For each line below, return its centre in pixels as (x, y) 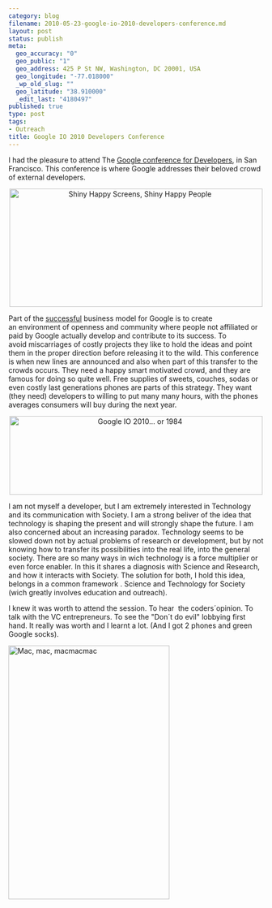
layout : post (30, 31)
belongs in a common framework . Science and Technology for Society (127, 584)
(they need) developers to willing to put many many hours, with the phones (134, 396)
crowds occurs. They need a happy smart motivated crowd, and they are (130, 370)
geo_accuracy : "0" (47, 54)
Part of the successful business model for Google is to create (110, 318)
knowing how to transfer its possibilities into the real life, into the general (130, 549)
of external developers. (47, 177)
